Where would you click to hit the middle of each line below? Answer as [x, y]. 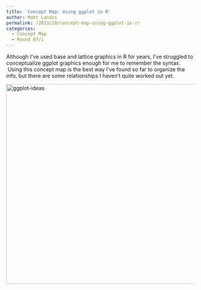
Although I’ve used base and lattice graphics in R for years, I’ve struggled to [100, 57]
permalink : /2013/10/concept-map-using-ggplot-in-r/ [73, 23]
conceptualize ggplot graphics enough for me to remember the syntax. [93, 63]
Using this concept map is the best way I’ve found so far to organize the [96, 69]
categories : [21, 28]
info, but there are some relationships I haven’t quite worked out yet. [90, 76]
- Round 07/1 [28, 40]
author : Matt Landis [32, 17]
